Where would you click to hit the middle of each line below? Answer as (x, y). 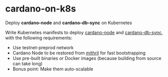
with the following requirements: (39, 38)
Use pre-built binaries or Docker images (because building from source (87, 58)
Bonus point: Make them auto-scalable (53, 69)
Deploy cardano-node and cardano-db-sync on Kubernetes (69, 23)
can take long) (28, 63)
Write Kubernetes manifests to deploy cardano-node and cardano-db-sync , (84, 32)
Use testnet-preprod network (43, 47)
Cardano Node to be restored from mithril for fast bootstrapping (79, 53)
